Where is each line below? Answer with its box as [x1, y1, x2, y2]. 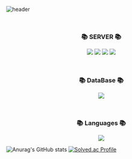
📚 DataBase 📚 [78, 76, 124, 85]
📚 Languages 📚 [76, 119, 127, 127]
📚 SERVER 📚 [81, 32, 122, 41]
